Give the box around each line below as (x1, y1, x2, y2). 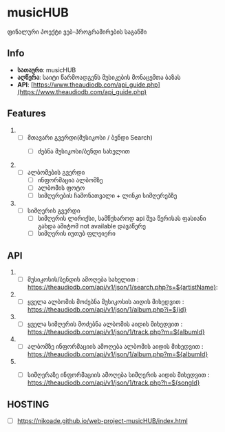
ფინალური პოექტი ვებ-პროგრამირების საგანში (7, 28, 147, 36)
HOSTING (7, 398, 50, 410)
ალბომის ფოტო (37, 184, 85, 192)
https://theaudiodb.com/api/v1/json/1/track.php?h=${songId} (27, 378, 200, 387)
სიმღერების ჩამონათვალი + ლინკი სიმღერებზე (37, 191, 178, 199)
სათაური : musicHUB (17, 65, 76, 74)
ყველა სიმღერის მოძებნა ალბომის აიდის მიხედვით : (27, 320, 183, 328)
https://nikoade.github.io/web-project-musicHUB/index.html (17, 417, 188, 425)
